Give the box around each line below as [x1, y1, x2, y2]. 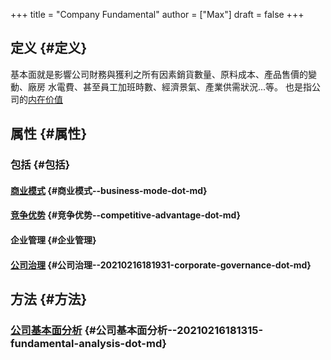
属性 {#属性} [10, 125, 88, 143]
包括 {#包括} [10, 158, 71, 172]
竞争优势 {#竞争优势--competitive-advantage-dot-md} [10, 209, 241, 221]
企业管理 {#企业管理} [10, 234, 97, 246]
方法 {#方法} [10, 290, 88, 308]
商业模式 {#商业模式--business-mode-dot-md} [10, 184, 208, 196]
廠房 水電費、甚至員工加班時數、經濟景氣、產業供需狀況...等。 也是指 [27, 80, 312, 93]
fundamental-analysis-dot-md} [10, 336, 167, 350]
